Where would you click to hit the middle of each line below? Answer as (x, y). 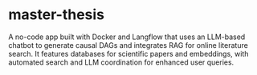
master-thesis (57, 15)
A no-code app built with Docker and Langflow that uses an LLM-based (127, 37)
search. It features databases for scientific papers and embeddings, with (128, 53)
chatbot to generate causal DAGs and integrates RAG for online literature (128, 45)
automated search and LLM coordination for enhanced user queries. (121, 62)
